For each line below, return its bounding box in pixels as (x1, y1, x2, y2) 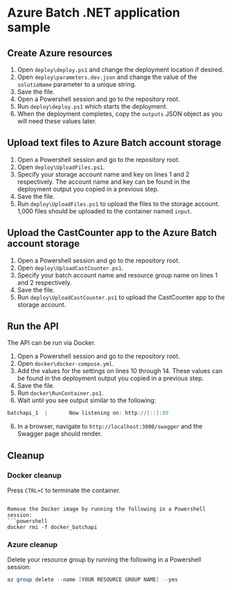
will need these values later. (17, 117, 97, 125)
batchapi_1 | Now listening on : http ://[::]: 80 (7, 410, 169, 417)
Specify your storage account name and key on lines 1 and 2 (17, 170, 190, 178)
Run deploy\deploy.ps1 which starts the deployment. (17, 102, 168, 110)
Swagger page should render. (17, 429, 102, 438)
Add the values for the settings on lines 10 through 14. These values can (17, 367, 223, 375)
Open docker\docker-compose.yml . (17, 359, 114, 368)
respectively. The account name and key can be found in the (17, 177, 190, 186)
